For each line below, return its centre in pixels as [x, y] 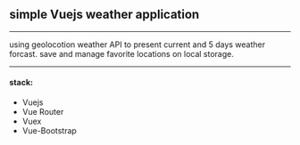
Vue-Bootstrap [50, 131]
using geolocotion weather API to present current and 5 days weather [137, 44]
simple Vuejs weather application [104, 15]
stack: [21, 83]
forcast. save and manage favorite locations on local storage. [122, 53]
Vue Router [43, 112]
